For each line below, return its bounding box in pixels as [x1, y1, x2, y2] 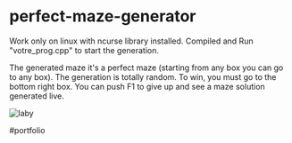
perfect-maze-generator [9, 6, 196, 27]
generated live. [9, 91, 64, 101]
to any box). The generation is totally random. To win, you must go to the [9, 71, 277, 82]
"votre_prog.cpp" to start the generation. [9, 44, 159, 55]
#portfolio [9, 124, 46, 135]
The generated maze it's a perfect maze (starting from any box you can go [9, 62, 284, 73]
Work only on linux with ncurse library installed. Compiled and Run [9, 36, 254, 46]
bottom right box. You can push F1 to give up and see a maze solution [9, 81, 265, 91]
